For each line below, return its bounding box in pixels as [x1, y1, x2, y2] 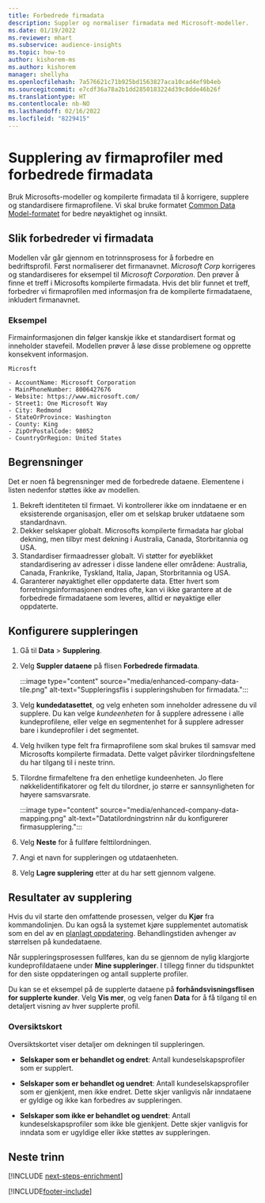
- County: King [8, 420, 59, 428]
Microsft [8, 365, 37, 372]
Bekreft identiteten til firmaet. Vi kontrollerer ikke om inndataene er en [19, 500, 247, 510]
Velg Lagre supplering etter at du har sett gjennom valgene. [19, 868, 216, 877]
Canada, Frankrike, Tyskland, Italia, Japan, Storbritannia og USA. [19, 567, 231, 577]
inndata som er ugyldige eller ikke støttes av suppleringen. [19, 1127, 211, 1137]
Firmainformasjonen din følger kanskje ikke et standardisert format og [8, 332, 236, 342]
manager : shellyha [8, 71, 69, 78]
